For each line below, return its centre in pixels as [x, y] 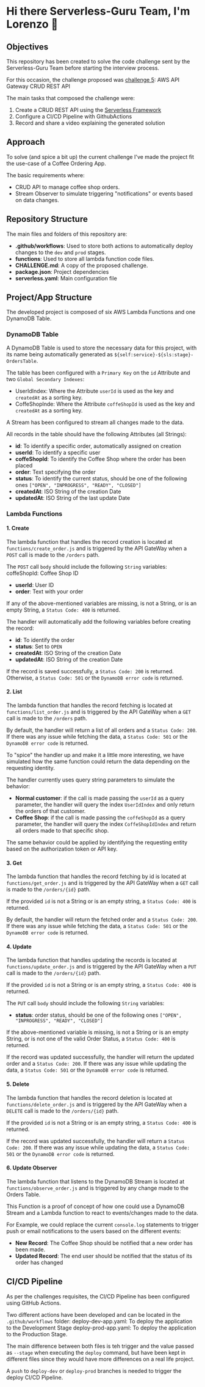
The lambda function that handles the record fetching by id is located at [96, 876]
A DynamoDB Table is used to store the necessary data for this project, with [102, 348]
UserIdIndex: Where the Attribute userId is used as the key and [94, 391]
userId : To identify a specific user [58, 452]
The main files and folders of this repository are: [67, 234]
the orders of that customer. [50, 811]
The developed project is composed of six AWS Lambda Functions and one [101, 312]
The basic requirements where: [45, 175]
